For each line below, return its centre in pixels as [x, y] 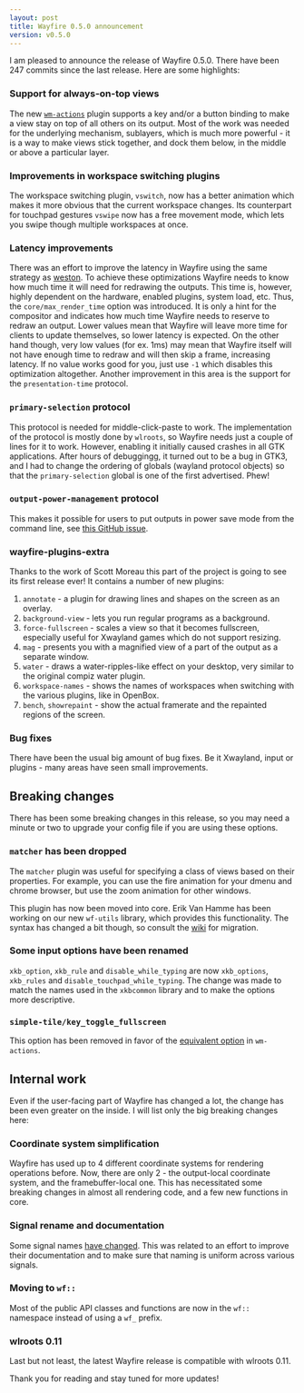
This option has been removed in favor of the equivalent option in [132, 1040]
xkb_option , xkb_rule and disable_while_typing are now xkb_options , [139, 970]
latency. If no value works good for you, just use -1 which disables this [141, 364]
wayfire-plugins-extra [59, 552]
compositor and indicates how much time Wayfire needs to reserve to [140, 316]
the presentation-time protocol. [69, 383]
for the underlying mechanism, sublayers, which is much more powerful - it [150, 133]
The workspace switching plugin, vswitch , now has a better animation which [152, 195]
